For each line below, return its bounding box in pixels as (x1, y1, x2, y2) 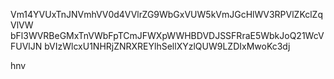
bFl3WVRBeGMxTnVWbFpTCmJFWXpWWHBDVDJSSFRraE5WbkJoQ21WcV (10, 30, 325, 41)
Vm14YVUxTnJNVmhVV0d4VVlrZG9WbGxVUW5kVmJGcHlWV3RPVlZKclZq (10, 9, 324, 20)
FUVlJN (10, 40, 43, 52)
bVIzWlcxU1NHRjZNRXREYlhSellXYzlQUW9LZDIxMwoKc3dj (44, 40, 291, 52)
